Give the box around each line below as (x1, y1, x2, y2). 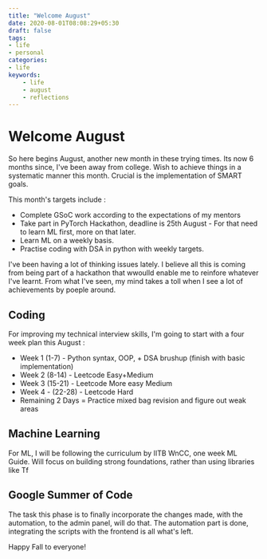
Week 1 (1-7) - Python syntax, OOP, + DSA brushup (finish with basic (19, 353, 245, 363)
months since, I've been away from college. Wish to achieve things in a (8, 163, 241, 172)
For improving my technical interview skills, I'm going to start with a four (8, 329, 245, 339)
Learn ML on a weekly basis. (19, 236, 114, 246)
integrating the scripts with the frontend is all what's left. (8, 526, 194, 536)
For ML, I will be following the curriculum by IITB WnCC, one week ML (8, 448, 238, 458)
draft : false (8, 26, 52, 34)
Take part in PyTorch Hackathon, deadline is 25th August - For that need (19, 218, 258, 228)
